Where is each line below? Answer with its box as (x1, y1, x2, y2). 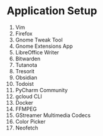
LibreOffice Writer (15, 48, 59, 56)
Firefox (15, 30, 33, 37)
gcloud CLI (15, 93, 42, 100)
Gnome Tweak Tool (15, 36, 63, 43)
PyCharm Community (15, 86, 68, 93)
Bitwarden (15, 55, 41, 62)
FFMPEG (15, 105, 37, 112)
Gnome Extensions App (15, 43, 73, 50)
